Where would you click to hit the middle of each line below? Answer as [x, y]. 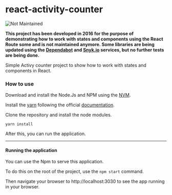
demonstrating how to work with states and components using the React [84, 39]
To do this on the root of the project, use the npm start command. [75, 171]
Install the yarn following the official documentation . [60, 105]
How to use [20, 84]
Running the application [31, 150]
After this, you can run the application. [46, 134]
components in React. [28, 71]
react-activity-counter [54, 9]
